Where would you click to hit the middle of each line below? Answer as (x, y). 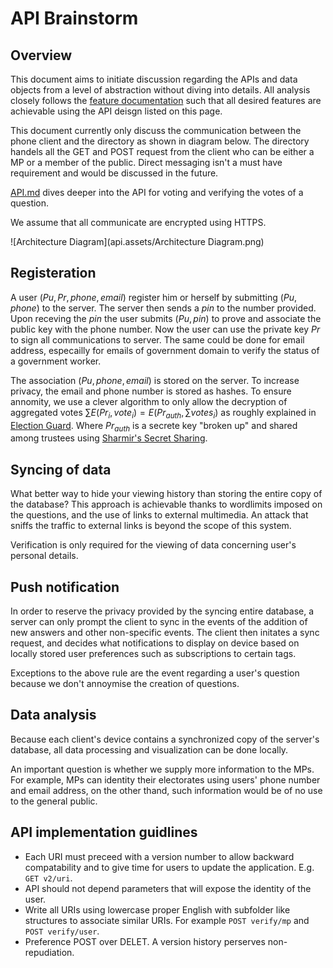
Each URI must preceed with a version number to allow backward (159, 856)
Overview (41, 55)
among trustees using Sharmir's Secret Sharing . (109, 438)
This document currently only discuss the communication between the (156, 130)
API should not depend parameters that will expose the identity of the (168, 888)
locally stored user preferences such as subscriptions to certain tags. (153, 654)
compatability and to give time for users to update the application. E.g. (169, 867)
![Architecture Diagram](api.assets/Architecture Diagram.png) (137, 241)
